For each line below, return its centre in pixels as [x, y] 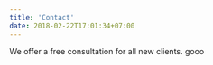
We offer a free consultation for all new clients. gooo [107, 51]
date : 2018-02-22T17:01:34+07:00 [72, 26]
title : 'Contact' [42, 17]
